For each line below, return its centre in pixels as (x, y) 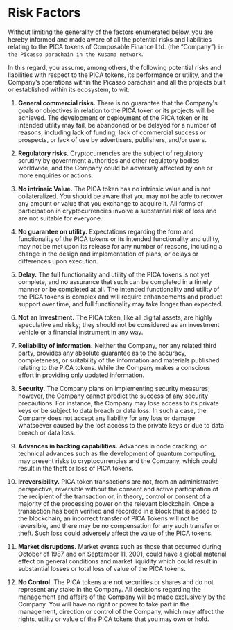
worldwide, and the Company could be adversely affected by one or (115, 168)
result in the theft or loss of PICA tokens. (76, 468)
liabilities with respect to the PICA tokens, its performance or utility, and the (115, 75)
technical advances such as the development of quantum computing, (117, 453)
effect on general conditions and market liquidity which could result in (118, 561)
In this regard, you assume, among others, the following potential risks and (114, 67)
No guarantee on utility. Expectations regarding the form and (106, 231)
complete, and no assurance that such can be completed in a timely (115, 281)
